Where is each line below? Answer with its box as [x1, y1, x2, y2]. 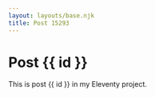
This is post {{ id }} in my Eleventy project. [8, 80, 148, 89]
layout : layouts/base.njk [8, 11, 94, 20]
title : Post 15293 [8, 19, 70, 27]
